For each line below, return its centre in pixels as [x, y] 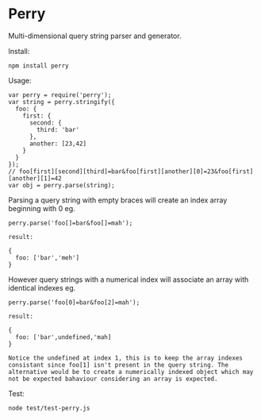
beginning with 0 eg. [42, 208]
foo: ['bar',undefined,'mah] [63, 337]
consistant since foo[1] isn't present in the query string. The [118, 365]
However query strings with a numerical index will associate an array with [129, 279]
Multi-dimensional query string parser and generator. [95, 36]
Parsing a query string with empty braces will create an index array [118, 200]
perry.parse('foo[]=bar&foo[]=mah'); [71, 223]
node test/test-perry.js [49, 408]
